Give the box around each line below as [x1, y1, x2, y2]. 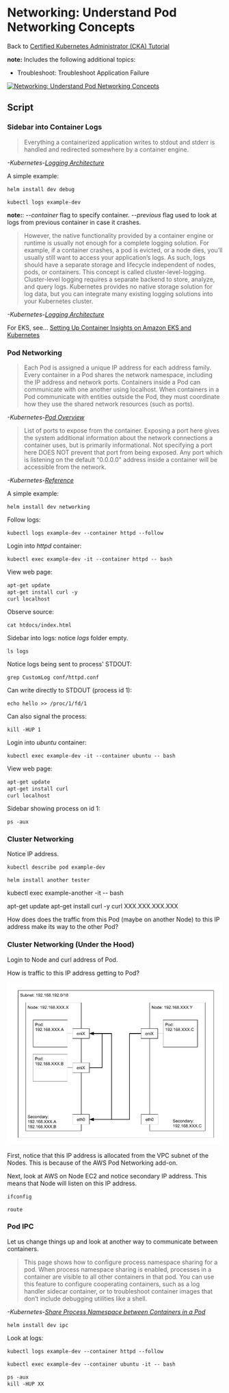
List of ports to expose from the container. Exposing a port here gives [23, 426, 220, 435]
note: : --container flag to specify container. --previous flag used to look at [7, 210, 217, 219]
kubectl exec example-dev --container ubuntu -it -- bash [7, 1361, 176, 1368]
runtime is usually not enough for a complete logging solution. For [23, 239, 210, 247]
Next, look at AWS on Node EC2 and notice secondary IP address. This [7, 1172, 207, 1180]
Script [7, 101, 34, 114]
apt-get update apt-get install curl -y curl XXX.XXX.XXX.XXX [7, 902, 179, 910]
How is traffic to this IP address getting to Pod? [7, 969, 140, 977]
